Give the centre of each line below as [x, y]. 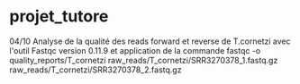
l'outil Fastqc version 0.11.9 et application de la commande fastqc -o [135, 50]
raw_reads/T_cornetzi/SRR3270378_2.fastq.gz [95, 70]
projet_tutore [59, 17]
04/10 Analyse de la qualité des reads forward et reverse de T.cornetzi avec [150, 41]
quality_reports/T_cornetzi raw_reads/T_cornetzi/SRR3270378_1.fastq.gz [144, 60]
